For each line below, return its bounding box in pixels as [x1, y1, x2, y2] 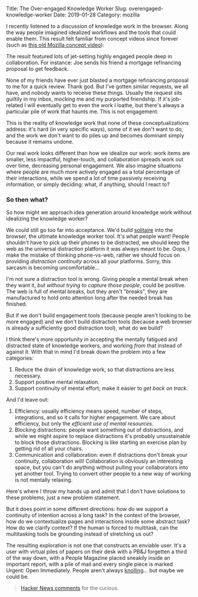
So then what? [6, 195, 48, 204]
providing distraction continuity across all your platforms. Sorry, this [6, 258, 171, 265]
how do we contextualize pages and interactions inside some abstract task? [6, 518, 190, 525]
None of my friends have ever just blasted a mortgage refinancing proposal [6, 77, 189, 84]
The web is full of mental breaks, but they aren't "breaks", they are [6, 288, 168, 295]
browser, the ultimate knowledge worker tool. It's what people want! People [6, 233, 190, 240]
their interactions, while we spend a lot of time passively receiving [6, 175, 167, 181]
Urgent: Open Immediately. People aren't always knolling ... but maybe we [6, 567, 184, 574]
